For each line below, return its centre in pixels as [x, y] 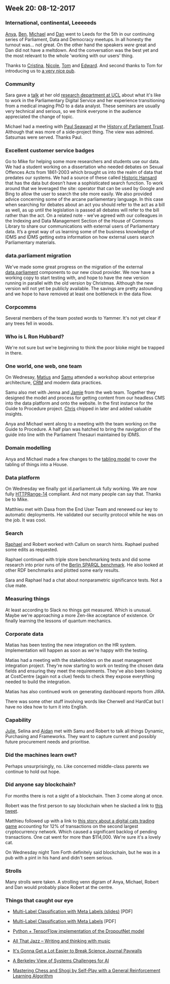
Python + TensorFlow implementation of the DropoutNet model [78, 931]
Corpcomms [21, 307]
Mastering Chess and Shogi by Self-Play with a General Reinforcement [87, 971]
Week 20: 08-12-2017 [40, 8]
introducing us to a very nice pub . [41, 71]
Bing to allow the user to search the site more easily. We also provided [79, 194]
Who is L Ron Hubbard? [35, 336]
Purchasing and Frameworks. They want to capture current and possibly [81, 736]
